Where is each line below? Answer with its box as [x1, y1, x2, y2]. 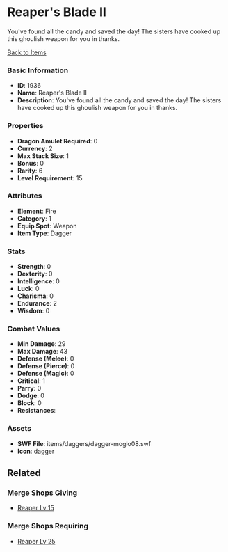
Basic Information [7, 65, 69, 75]
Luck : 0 [17, 285, 40, 293]
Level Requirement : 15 [17, 173, 83, 182]
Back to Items [7, 48, 47, 56]
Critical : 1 [17, 377, 45, 385]
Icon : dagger [17, 447, 55, 455]
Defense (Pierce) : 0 [17, 362, 75, 370]
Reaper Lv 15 [17, 504, 54, 512]
